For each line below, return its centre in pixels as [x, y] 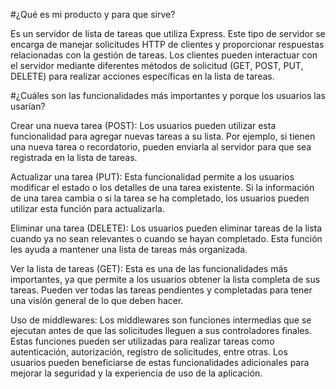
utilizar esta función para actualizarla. [87, 208]
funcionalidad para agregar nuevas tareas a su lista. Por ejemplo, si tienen [163, 136]
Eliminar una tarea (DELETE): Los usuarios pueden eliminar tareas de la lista [166, 228]
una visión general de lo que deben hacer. [97, 300]
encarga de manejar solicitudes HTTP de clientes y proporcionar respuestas [167, 44]
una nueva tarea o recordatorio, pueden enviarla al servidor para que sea [161, 147]
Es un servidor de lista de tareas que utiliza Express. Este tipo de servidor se [168, 33]
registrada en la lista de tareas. [74, 157]
